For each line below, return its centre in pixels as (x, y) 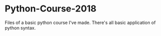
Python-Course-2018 (51, 9)
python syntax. (20, 27)
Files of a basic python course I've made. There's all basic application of (80, 22)
